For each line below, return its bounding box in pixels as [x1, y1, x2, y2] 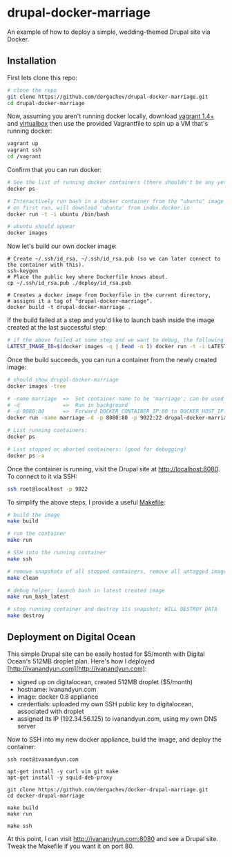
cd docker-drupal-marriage [7, 792, 85, 799]
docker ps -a [7, 452, 45, 459]
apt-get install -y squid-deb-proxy [7, 774, 113, 781]
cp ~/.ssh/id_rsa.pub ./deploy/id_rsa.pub [7, 280, 131, 287]
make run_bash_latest [7, 593, 70, 601]
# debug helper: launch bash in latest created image [7, 587, 166, 594]
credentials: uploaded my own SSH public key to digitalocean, [17, 699, 194, 708]
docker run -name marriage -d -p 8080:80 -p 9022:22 [7, 415, 162, 422]
